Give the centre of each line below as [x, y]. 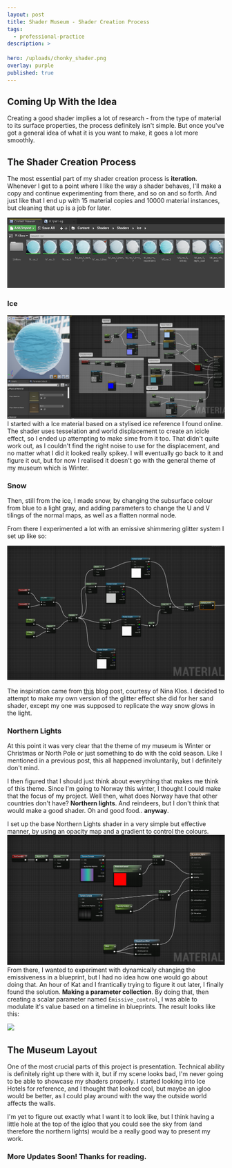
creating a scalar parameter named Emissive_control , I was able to [103, 999]
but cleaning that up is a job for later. [59, 208]
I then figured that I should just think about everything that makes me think [113, 781]
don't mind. [23, 768]
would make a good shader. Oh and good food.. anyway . [88, 811]
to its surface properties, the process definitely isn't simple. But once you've [116, 126]
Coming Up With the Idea [62, 102]
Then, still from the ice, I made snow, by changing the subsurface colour [110, 501]
